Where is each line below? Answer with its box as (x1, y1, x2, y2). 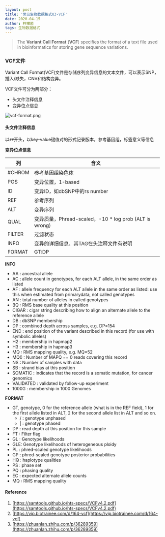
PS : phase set (12, 462, 42, 468)
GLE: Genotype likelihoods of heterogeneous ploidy (12, 441, 117, 447)
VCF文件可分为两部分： (5, 86, 53, 92)
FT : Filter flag (12, 431, 41, 437)
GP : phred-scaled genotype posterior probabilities (12, 451, 115, 458)
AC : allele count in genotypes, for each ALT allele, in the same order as (12, 276, 157, 282)
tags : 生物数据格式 (5, 26, 41, 31)
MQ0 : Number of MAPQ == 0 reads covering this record (12, 354, 127, 360)
